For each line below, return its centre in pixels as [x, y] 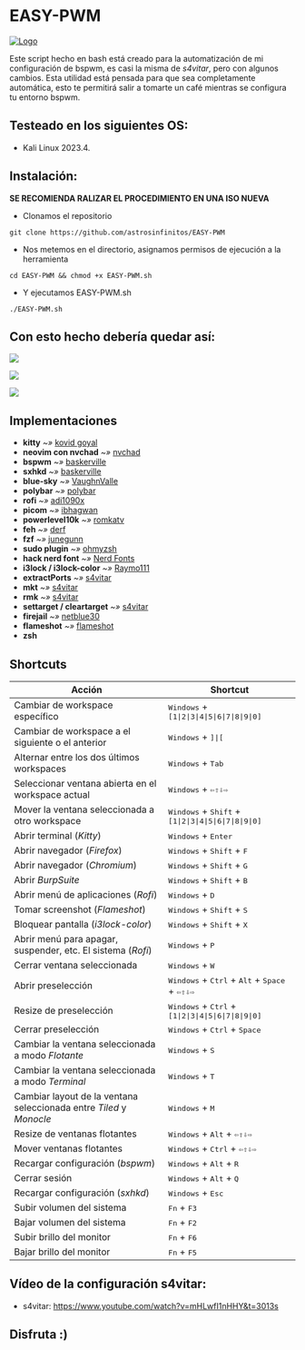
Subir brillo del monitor [63, 1237]
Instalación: [44, 177]
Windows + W [191, 965]
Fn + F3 [182, 1207]
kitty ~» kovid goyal [60, 442]
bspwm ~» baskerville [64, 462]
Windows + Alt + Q [203, 1178]
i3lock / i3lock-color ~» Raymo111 [86, 568]
